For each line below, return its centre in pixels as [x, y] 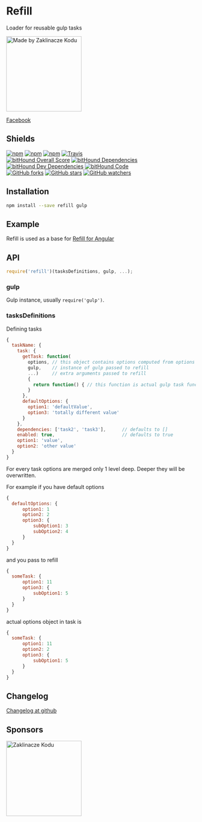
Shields [20, 139]
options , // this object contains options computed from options [112, 363]
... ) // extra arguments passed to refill [87, 373]
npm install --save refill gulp [47, 205]
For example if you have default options [55, 487]
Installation [28, 192]
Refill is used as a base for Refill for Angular [60, 238]
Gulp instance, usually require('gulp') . [55, 300]
